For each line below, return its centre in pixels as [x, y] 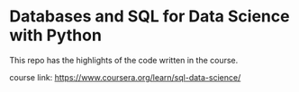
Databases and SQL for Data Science [149, 17]
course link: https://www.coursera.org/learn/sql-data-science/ [125, 77]
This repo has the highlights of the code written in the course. [124, 60]
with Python [55, 35]
